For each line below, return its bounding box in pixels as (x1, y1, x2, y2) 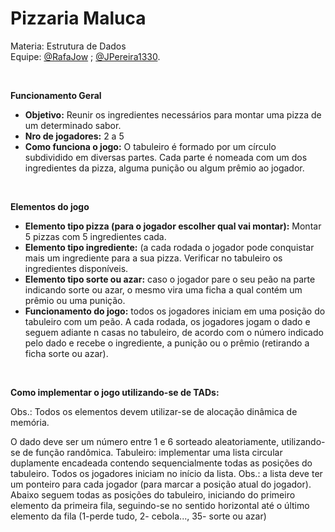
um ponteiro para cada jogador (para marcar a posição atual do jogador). (10, 478, 312, 490)
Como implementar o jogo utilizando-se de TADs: (10, 386, 220, 398)
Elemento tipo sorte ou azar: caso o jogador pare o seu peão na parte (24, 273, 316, 285)
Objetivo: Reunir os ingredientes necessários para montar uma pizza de (24, 108, 322, 121)
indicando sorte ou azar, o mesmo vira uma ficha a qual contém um (24, 283, 303, 296)
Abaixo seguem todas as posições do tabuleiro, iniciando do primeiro (10, 488, 296, 501)
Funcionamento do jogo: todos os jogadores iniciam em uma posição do (24, 305, 326, 317)
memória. (10, 416, 50, 428)
